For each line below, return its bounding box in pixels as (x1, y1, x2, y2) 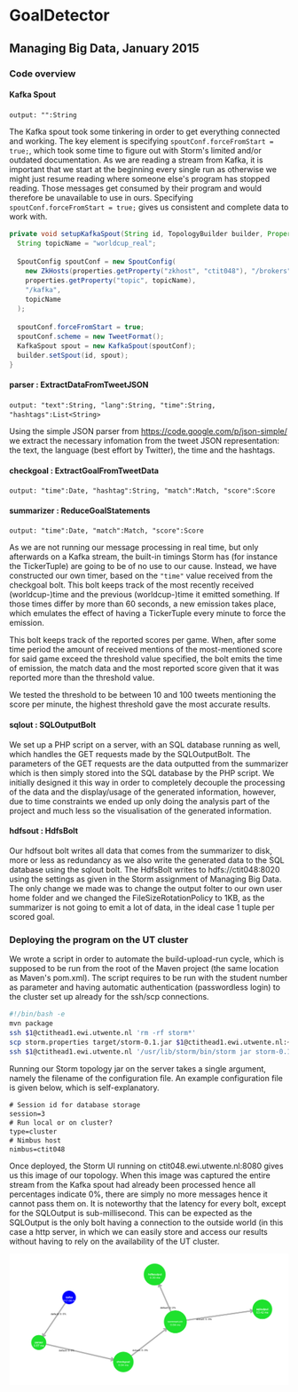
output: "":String (9, 110, 77, 120)
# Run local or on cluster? (9, 1118, 114, 1127)
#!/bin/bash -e (9, 1009, 66, 1019)
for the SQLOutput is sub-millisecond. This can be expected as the (9, 1207, 253, 1218)
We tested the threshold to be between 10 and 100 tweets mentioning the (9, 690, 277, 700)
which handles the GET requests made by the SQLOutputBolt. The (9, 748, 251, 759)
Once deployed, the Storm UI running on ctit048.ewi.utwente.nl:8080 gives (9, 1160, 284, 1171)
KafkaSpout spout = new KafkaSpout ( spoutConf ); (17, 342, 197, 351)
